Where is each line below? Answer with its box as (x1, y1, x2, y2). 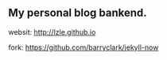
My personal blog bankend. (8, 6, 147, 20)
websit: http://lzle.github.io (8, 27, 96, 36)
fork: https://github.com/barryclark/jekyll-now (8, 43, 159, 52)
